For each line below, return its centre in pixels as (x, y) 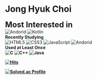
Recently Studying (24, 37)
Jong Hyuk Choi (38, 9)
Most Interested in (39, 25)
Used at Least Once (25, 47)
